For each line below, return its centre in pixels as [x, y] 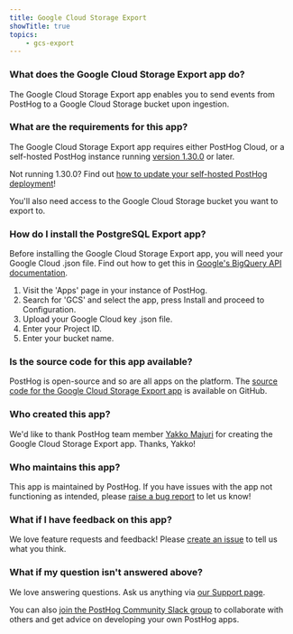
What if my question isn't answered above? [106, 573]
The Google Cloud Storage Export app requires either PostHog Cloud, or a [147, 146]
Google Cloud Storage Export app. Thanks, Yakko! [103, 443]
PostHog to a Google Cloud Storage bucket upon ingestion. [119, 104]
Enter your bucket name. [68, 339]
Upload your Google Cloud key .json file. [97, 319]
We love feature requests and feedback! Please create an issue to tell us [143, 539]
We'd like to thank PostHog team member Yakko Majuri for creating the [141, 434]
